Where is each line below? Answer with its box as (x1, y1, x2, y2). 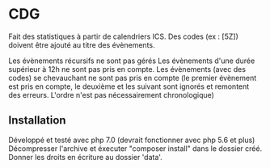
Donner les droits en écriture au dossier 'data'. (8, 152, 163, 162)
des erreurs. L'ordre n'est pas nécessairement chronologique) (8, 90, 214, 99)
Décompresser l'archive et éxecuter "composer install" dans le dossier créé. (8, 143, 263, 153)
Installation (8, 114, 66, 128)
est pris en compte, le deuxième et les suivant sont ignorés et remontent (8, 82, 250, 91)
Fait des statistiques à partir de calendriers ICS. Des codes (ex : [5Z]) (8, 31, 238, 41)
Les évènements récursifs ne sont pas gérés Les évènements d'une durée (8, 56, 255, 65)
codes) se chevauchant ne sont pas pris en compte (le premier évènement (8, 73, 257, 82)
